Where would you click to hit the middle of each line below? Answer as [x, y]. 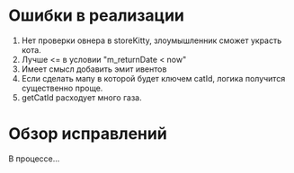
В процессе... [34, 159]
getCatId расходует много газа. [81, 97]
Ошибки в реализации [97, 16]
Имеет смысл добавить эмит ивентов [94, 69]
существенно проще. [62, 88]
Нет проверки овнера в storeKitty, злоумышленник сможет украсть [151, 40]
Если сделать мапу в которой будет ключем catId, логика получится [153, 78]
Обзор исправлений [88, 134]
